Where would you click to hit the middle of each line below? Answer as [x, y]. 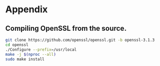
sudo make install [25, 59]
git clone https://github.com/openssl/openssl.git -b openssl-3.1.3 [80, 40]
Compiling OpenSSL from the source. [66, 28]
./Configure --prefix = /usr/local [41, 50]
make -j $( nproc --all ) [31, 54]
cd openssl [17, 45]
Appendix [26, 9]
